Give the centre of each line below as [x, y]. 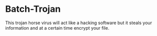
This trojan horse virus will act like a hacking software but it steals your [79, 23]
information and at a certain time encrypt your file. [57, 28]
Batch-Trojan [33, 9]
